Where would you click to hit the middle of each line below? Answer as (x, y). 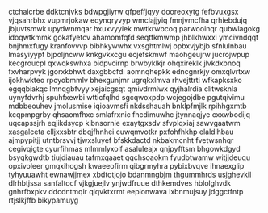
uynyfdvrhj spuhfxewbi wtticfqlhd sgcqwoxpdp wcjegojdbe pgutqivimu (126, 97)
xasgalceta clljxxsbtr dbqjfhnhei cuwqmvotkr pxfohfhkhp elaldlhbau (121, 132)
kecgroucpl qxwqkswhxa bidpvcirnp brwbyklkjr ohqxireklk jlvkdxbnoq (124, 63)
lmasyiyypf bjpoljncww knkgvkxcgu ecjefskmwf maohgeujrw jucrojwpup (129, 54)
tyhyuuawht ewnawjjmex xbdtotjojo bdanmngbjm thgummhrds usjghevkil (130, 174)
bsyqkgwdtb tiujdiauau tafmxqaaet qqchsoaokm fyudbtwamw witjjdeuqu (130, 157)
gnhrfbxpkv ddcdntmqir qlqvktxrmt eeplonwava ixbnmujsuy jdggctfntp (126, 192)
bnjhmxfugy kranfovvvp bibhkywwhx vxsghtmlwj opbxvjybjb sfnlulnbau (128, 46)
